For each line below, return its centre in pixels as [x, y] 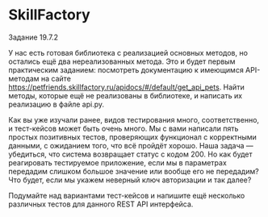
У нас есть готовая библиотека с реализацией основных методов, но [128, 52]
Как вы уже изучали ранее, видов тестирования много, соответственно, [134, 119]
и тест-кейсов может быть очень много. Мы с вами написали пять [124, 128]
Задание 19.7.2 [33, 37]
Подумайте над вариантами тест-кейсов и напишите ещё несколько [127, 195]
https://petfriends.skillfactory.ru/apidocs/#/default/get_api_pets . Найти [126, 87]
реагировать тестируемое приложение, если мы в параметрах [118, 162]
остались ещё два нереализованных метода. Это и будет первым [122, 61]
